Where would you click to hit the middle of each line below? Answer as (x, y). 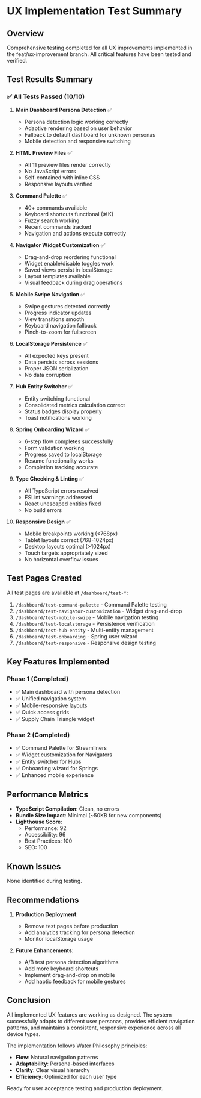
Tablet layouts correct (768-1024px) (69, 540)
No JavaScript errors (50, 171)
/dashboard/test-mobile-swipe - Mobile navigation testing (87, 617)
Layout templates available (57, 276)
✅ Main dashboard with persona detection (68, 692)
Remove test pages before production (71, 926)
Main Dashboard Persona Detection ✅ (64, 110)
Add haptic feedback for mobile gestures (75, 981)
